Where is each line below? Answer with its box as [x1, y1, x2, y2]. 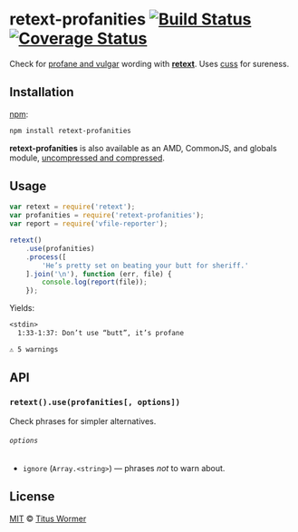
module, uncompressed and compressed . [9, 152, 166, 163]
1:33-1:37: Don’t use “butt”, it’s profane [17, 329, 184, 338]
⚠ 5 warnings [9, 344, 59, 353]
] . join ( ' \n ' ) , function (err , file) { [25, 269, 172, 278]
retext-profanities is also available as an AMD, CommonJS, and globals [9, 142, 278, 153]
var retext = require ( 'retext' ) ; [9, 202, 136, 212]
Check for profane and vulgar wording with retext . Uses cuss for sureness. [9, 58, 290, 69]
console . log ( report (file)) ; [42, 277, 148, 287]
